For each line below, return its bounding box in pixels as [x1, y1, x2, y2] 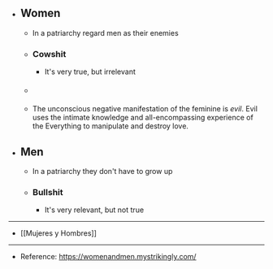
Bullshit [32, 187, 63, 198]
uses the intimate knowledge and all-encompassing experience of [32, 113, 253, 123]
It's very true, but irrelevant [44, 67, 136, 76]
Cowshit [32, 48, 67, 59]
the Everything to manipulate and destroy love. [32, 121, 189, 131]
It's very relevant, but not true [44, 205, 145, 215]
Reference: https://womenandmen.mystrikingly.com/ [19, 252, 197, 262]
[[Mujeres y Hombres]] [19, 228, 97, 238]
